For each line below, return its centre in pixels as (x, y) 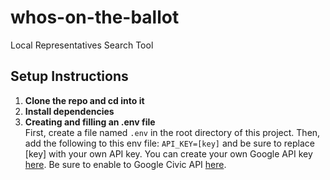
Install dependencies (69, 111)
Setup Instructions (69, 76)
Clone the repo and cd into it (84, 100)
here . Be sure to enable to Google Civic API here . (125, 164)
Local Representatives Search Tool (82, 45)
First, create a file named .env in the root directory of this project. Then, (172, 132)
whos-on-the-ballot (95, 17)
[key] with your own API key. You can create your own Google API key (168, 153)
